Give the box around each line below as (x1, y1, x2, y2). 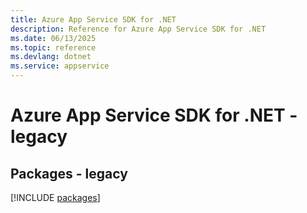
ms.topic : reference (10, 42, 97, 53)
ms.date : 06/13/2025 (10, 33, 97, 43)
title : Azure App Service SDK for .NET (10, 14, 177, 25)
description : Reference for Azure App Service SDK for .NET (10, 24, 267, 34)
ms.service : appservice (10, 61, 110, 71)
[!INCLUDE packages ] (10, 192, 101, 203)
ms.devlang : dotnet (10, 52, 92, 62)
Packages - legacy (10, 165, 128, 182)
